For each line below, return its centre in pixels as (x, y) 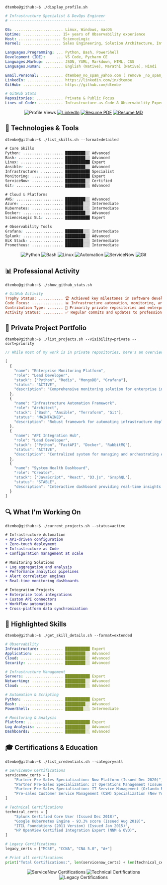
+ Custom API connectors (31, 599)
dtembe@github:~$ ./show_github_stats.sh (49, 285)
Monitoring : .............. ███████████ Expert (55, 176)
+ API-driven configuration (34, 540)
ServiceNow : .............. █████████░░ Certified (59, 181)
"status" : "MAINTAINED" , (40, 417)
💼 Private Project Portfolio (46, 328)
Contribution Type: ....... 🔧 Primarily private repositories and (75, 308)
